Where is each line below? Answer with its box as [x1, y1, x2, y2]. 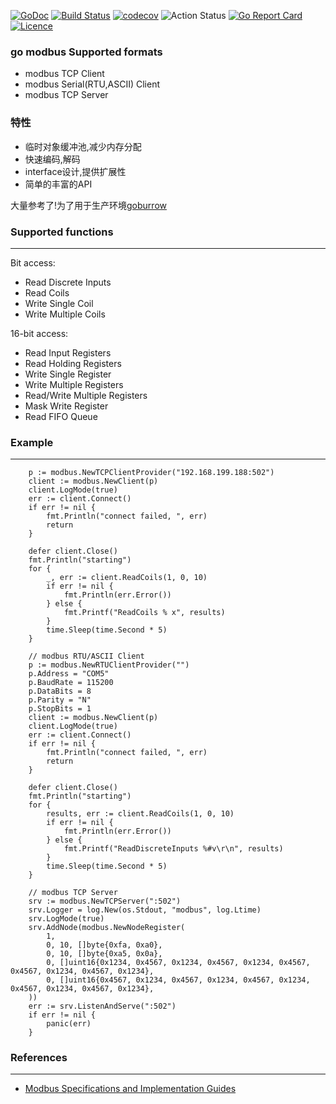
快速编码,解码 [24, 153, 81, 165]
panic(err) [46, 1019, 92, 1029]
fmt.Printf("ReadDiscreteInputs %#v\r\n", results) [63, 844, 284, 854]
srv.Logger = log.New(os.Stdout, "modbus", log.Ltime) [28, 905, 262, 915]
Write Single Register [24, 368, 112, 380]
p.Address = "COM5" [28, 669, 110, 679]
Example [10, 435, 54, 449]
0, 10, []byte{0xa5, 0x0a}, [46, 949, 163, 959]
